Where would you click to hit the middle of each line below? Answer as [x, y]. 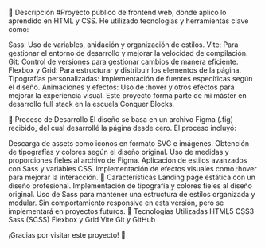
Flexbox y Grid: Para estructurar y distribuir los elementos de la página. [125, 70]
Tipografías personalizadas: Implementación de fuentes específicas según [131, 79]
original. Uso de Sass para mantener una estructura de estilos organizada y [132, 194]
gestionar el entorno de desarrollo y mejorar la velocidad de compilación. [128, 53]
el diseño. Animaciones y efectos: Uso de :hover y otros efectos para [121, 87]
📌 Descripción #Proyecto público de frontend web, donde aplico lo [117, 12]
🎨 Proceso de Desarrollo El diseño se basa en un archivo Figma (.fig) [121, 119]
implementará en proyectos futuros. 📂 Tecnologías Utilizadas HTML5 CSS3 [131, 211]
